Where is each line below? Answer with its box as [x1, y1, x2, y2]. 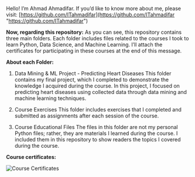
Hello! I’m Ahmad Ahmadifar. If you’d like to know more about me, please [6, 5, 182, 12]
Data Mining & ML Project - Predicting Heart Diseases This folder [14, 70, 172, 77]
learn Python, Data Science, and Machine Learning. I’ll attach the [6, 41, 163, 48]
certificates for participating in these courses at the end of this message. [6, 47, 182, 54]
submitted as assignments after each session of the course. [14, 112, 159, 119]
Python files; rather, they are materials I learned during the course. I [14, 130, 178, 137]
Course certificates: [6, 154, 57, 160]
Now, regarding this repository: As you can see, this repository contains [6, 29, 182, 36]
